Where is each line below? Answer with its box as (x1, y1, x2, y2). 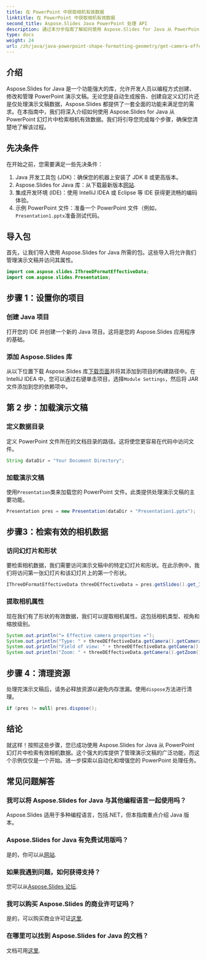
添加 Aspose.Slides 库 (6, 352, 72, 361)
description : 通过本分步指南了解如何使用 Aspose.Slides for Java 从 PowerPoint (6, 26, 202, 33)
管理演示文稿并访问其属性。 (6, 256, 77, 264)
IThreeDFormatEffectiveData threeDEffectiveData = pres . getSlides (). (6, 582, 188, 588)
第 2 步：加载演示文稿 (6, 402, 88, 413)
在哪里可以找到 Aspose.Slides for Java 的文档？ (6, 932, 149, 940)
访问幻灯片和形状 (6, 547, 57, 555)
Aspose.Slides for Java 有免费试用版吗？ (6, 835, 129, 844)
